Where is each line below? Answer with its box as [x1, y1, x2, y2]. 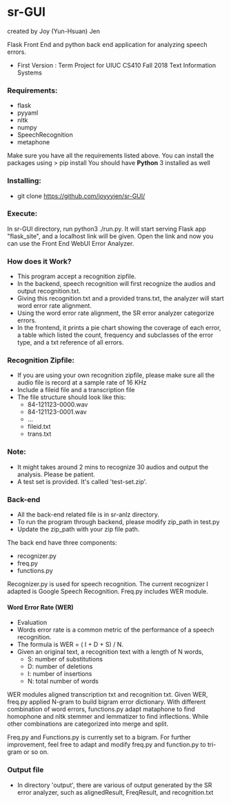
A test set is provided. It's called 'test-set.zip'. [17, 477, 148, 485]
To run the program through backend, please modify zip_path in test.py [17, 518, 220, 526]
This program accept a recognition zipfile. [17, 272, 137, 280]
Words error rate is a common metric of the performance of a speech [17, 626, 214, 634]
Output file [7, 765, 44, 775]
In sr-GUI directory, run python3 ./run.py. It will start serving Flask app [7, 224, 207, 233]
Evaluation [17, 619, 48, 627]
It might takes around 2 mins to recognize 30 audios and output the [17, 463, 209, 471]
